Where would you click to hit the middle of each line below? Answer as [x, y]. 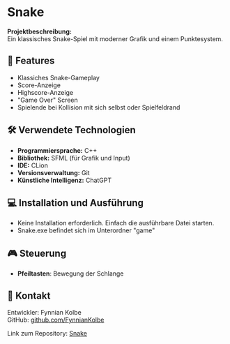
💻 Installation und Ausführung [76, 203]
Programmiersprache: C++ [57, 150]
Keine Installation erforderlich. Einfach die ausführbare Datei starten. [116, 223]
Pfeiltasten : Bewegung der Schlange [70, 274]
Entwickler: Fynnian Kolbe [44, 312]
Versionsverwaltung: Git [53, 172]
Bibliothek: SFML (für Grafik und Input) [74, 158]
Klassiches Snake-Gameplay [58, 77]
